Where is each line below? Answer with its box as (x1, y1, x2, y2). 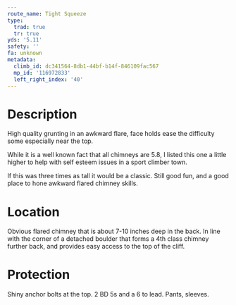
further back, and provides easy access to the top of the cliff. (7, 242, 185, 251)
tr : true (13, 30, 39, 37)
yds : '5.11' (7, 37, 42, 44)
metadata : (7, 56, 37, 63)
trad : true (13, 23, 46, 30)
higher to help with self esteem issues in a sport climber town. (7, 158, 188, 166)
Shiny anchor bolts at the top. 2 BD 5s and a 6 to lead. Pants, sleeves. (7, 290, 209, 299)
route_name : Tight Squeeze (7, 10, 87, 18)
